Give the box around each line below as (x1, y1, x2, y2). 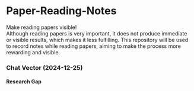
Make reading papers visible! (6, 24, 77, 31)
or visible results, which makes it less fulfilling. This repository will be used (6, 36, 189, 43)
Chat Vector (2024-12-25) (6, 63, 83, 71)
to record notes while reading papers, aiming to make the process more (6, 43, 181, 50)
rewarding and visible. (6, 48, 61, 56)
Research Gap (6, 78, 42, 85)
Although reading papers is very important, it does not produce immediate (6, 30, 187, 37)
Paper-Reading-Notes (6, 4, 117, 18)
